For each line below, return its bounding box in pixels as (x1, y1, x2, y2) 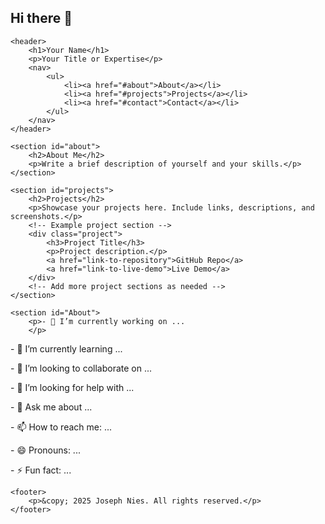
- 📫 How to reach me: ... (10, 421, 113, 433)
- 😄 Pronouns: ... (10, 444, 81, 456)
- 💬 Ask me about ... (10, 401, 93, 413)
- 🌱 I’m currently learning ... (10, 342, 123, 355)
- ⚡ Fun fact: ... (10, 464, 72, 476)
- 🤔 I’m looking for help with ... (10, 381, 135, 393)
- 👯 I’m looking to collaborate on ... (10, 362, 153, 374)
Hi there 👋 (10, 10, 73, 27)
